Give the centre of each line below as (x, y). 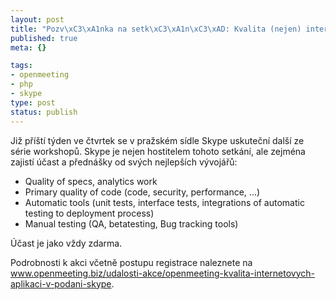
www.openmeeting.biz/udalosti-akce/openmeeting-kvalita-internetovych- (162, 273)
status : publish (44, 112)
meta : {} (28, 47)
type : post (33, 102)
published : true (44, 38)
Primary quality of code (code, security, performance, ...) (142, 192)
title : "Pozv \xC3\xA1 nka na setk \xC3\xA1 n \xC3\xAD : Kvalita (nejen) (156, 29)
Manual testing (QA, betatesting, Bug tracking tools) (131, 223)
